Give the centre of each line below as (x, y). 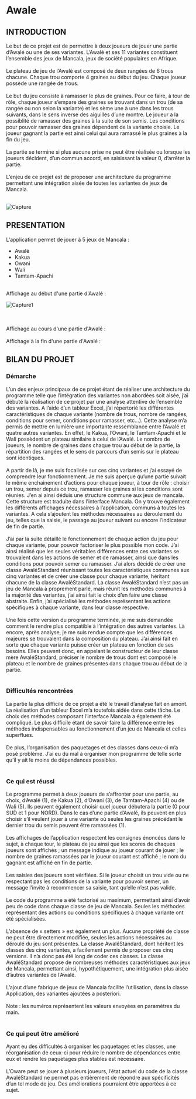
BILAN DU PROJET (40, 359)
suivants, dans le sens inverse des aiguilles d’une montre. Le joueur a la (92, 114)
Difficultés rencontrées (40, 691)
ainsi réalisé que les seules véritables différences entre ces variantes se (93, 551)
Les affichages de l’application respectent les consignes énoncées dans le (96, 838)
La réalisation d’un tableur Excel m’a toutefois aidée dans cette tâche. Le (93, 710)
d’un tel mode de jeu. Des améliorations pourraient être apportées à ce (91, 1084)
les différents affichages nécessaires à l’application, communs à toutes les (96, 508)
